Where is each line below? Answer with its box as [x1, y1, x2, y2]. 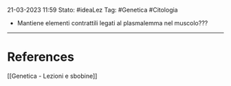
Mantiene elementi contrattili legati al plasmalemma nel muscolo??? [16, 19, 208, 27]
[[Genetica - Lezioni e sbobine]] [7, 72, 98, 80]
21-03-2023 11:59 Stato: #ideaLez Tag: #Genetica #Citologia [7, 6, 178, 14]
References [7, 49, 74, 65]
